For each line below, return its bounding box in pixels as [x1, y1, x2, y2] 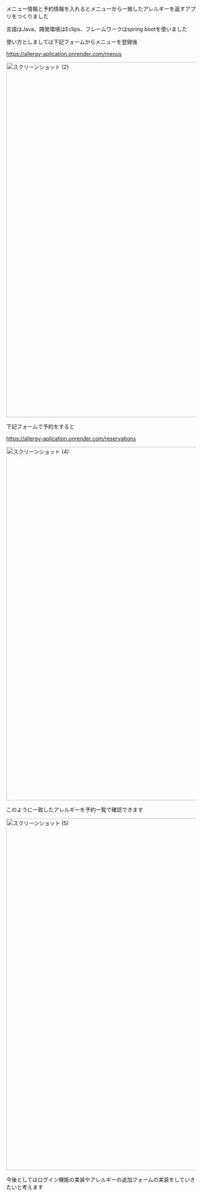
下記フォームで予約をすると [6, 423, 75, 430]
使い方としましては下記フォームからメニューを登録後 [6, 38, 138, 45]
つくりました [16, 13, 49, 20]
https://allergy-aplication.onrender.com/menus [6, 50, 122, 57]
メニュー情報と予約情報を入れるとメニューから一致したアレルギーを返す [6, 5, 185, 12]
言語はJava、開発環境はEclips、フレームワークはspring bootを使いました [6, 26, 188, 32]
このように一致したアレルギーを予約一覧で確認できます [6, 806, 143, 813]
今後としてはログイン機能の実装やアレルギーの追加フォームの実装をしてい [6, 1176, 191, 1183]
